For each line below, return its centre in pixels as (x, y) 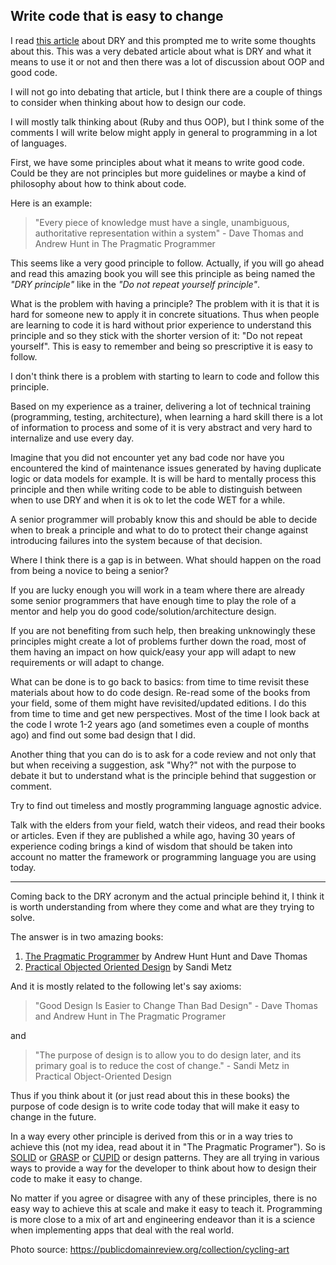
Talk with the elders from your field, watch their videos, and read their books (168, 825)
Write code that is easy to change (117, 16)
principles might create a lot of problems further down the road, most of (158, 641)
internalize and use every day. (72, 438)
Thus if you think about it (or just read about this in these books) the (150, 1095)
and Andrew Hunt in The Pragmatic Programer (130, 1016)
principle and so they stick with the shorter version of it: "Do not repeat (156, 335)
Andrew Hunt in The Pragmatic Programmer (125, 243)
